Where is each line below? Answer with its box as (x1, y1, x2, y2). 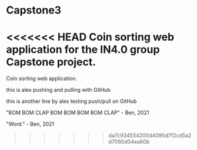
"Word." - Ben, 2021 (6, 121, 55, 128)
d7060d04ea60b (108, 138, 150, 145)
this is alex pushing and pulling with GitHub (6, 86, 111, 94)
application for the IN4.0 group (6, 43, 160, 56)
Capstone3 (6, 4, 62, 17)
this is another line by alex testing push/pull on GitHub (6, 98, 137, 105)
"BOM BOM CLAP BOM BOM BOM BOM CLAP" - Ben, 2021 (6, 109, 149, 116)
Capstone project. (6, 55, 96, 69)
